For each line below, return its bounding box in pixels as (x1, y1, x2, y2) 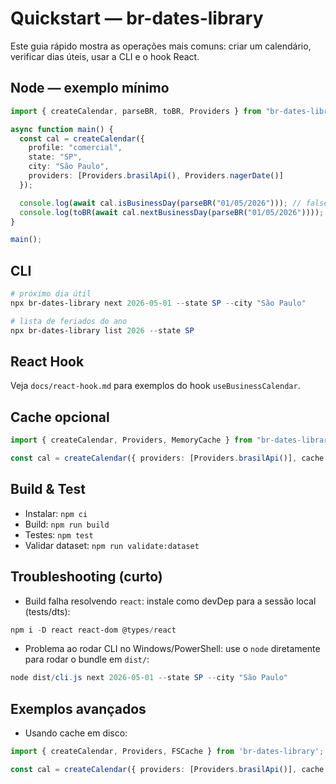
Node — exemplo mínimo (10, 80, 170, 97)
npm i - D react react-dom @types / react (10, 625, 177, 635)
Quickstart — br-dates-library (10, 7, 264, 30)
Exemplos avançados (10, 700, 147, 717)
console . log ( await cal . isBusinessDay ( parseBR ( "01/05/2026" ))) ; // (19, 198, 302, 208)
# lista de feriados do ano (10, 316, 128, 326)
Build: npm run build (24, 518, 110, 530)
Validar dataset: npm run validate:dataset (24, 539, 200, 551)
